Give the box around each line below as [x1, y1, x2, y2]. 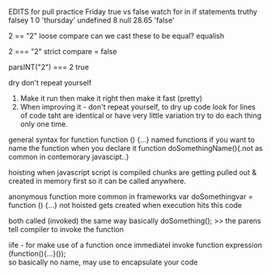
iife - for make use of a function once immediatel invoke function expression [8, 240, 263, 249]
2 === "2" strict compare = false [8, 47, 117, 56]
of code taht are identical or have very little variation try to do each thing [19, 110, 262, 120]
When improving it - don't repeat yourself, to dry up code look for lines [19, 102, 256, 111]
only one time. [19, 119, 68, 128]
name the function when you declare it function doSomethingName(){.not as [8, 144, 263, 152]
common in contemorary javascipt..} [8, 152, 129, 161]
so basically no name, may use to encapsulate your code [8, 257, 198, 267]
